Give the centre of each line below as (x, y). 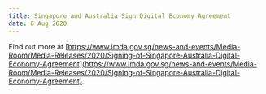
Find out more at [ (38, 46)
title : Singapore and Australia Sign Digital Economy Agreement (120, 16)
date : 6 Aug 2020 (38, 23)
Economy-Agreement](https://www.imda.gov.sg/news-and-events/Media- (133, 64)
